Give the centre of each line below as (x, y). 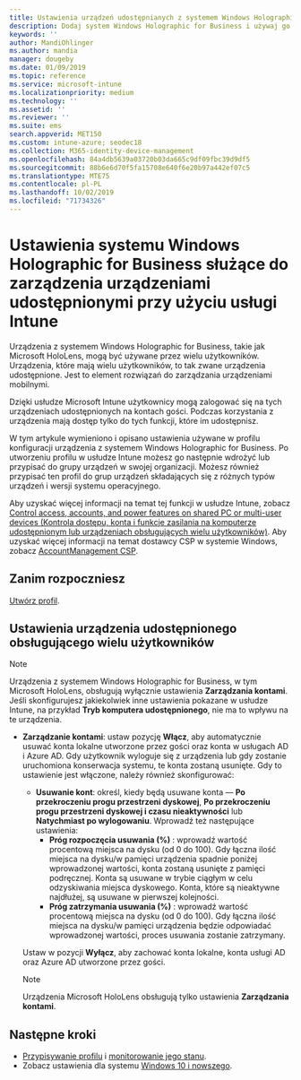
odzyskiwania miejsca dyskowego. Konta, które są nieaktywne (164, 887)
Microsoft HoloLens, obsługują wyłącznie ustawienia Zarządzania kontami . (149, 691)
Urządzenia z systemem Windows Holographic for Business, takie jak (138, 346)
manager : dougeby (42, 59)
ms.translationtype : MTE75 (60, 176)
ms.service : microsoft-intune (66, 84)
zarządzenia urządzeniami (110, 284)
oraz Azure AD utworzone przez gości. (94, 962)
